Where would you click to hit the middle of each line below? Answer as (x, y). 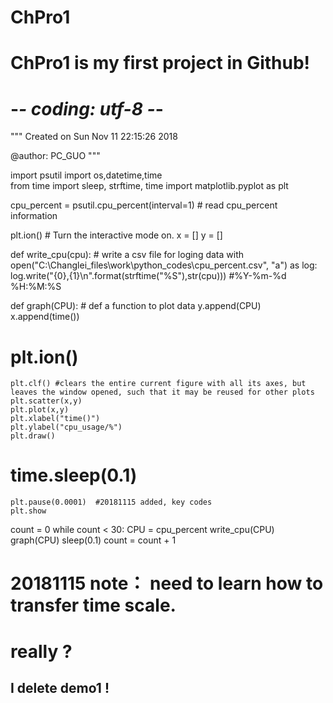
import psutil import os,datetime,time (86, 175)
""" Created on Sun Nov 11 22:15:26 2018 (94, 137)
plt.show (28, 511)
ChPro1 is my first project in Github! (160, 63)
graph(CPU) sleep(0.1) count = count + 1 (93, 540)
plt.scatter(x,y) (46, 401)
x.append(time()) (45, 317)
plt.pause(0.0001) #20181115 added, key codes (111, 502)
